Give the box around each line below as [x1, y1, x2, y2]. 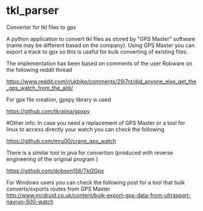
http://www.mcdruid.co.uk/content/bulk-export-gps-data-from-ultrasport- [6, 191, 192, 199]
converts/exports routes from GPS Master [6, 185, 111, 192]
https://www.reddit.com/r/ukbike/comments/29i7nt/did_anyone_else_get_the [6, 78, 197, 85]
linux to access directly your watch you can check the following [6, 125, 165, 133]
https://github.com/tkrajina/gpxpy [6, 107, 90, 115]
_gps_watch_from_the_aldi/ [6, 84, 74, 91]
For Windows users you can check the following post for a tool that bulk [6, 178, 185, 186]
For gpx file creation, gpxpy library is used [6, 96, 112, 103]
